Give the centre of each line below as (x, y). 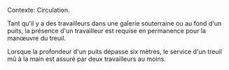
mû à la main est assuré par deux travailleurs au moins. (86, 59)
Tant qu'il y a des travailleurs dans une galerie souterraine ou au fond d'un (114, 23)
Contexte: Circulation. (39, 10)
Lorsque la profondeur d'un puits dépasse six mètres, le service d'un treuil (115, 52)
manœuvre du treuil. (37, 38)
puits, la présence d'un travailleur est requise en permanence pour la (107, 31)
